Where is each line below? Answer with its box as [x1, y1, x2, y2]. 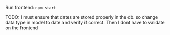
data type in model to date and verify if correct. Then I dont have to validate [5, 20, 165, 25]
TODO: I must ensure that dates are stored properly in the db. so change [5, 14, 158, 20]
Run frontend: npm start [5, 5, 56, 10]
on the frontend [5, 25, 38, 31]
